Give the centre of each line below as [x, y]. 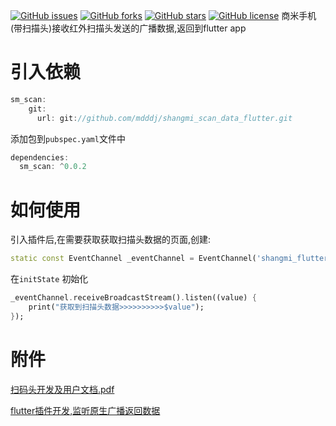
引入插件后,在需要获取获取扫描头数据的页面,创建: [111, 240]
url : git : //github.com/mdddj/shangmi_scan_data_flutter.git [164, 118]
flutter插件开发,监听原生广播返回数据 [85, 410]
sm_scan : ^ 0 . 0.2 [53, 167]
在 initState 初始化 [49, 279]
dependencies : [40, 157]
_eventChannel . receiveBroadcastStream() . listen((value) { [133, 298]
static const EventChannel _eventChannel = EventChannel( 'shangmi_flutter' [171, 259]
